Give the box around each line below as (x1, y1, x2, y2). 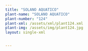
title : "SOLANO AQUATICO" (5, 7, 59, 12)
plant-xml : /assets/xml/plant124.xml (5, 21, 84, 26)
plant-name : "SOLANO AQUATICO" (5, 12, 70, 17)
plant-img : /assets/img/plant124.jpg (5, 25, 84, 30)
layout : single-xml (5, 30, 46, 35)
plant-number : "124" (5, 16, 48, 21)
